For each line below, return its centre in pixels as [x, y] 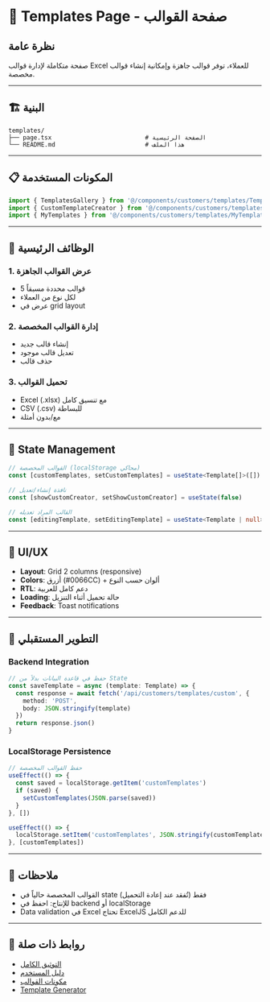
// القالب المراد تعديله [40, 512]
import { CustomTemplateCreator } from [75, 208]
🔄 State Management [62, 449]
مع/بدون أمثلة [40, 416]
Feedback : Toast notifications [70, 606]
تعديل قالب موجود [47, 353]
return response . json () [55, 723]
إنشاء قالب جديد [44, 344]
